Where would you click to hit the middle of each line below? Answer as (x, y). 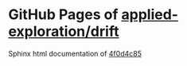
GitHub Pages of (63, 15)
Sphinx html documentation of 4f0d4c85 (75, 53)
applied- (150, 15)
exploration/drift (64, 31)
